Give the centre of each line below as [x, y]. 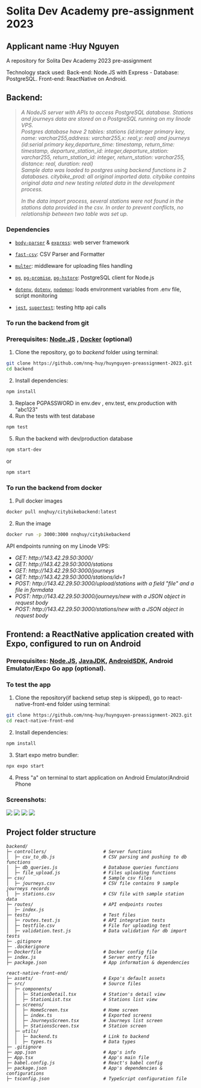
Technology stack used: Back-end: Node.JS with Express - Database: [93, 72]
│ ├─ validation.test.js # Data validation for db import [97, 931]
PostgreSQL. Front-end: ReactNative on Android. [66, 79]
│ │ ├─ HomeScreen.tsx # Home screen [72, 1010]
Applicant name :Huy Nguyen [63, 46]
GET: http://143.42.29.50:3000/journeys [64, 570]
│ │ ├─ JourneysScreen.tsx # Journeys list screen [85, 1020]
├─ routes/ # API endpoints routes [85, 904]
